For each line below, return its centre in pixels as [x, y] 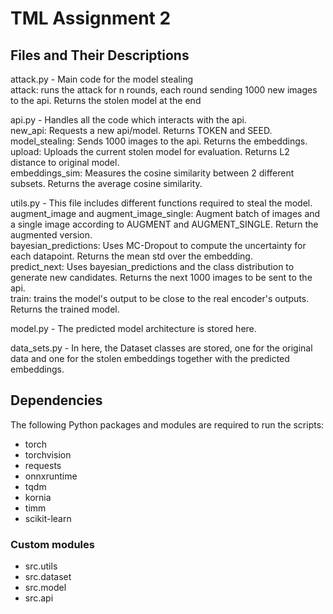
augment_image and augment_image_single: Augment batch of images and [165, 213]
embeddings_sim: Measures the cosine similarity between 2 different [152, 173]
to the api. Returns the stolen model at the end [106, 100]
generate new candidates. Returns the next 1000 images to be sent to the [161, 277]
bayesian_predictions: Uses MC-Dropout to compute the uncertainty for [158, 245]
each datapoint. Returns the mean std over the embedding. [131, 256]
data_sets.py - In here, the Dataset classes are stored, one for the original [161, 348]
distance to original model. [65, 162]
